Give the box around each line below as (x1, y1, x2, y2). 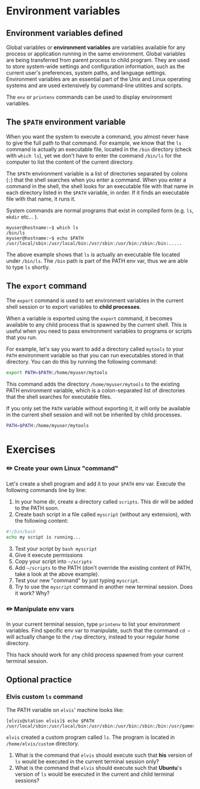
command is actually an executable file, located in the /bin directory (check (6, 145, 192, 153)
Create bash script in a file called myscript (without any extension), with (14, 511, 191, 518)
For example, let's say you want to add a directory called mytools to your (6, 345, 184, 352)
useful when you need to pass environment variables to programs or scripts (6, 327, 192, 334)
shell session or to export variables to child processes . (6, 303, 142, 310)
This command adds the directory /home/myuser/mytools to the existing (6, 380, 180, 388)
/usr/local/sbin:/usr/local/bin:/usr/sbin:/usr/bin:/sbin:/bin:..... (6, 240, 183, 246)
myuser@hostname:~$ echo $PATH (6, 235, 84, 241)
